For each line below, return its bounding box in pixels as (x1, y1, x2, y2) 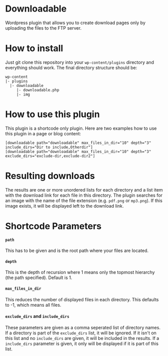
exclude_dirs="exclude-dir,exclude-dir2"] (5, 153, 95, 158)
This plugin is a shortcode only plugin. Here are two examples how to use (5, 125, 157, 131)
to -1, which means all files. (5, 302, 62, 308)
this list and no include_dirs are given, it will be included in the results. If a (5, 335, 159, 341)
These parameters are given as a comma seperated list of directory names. (5, 324, 160, 330)
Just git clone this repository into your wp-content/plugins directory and (5, 59, 154, 65)
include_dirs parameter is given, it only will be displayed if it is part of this (5, 340, 159, 346)
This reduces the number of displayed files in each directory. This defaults (5, 296, 159, 302)
